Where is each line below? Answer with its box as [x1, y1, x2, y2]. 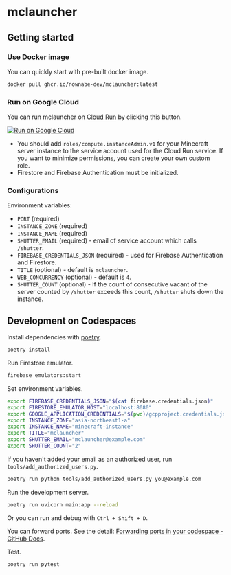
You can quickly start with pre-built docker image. [7, 67, 149, 76]
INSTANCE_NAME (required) [16, 229, 88, 238]
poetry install [7, 346, 51, 354]
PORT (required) [16, 214, 60, 223]
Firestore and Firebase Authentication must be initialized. [16, 169, 179, 177]
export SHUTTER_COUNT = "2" [7, 442, 81, 450]
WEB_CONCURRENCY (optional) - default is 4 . [16, 273, 132, 282]
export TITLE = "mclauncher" [7, 430, 85, 437]
